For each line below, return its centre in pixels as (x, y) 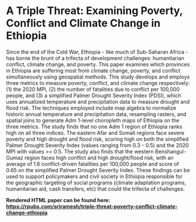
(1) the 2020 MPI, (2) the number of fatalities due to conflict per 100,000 (93, 89)
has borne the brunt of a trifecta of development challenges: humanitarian (95, 58)
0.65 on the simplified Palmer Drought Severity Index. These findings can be (98, 170)
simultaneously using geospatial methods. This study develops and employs (98, 77)
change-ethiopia (27, 213)
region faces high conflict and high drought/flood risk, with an (99, 158)
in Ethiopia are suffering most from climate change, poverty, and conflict (93, 70)
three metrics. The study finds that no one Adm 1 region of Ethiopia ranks (94, 127)
